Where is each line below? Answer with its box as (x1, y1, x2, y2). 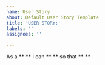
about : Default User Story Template (6, 14, 99, 20)
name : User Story (6, 8, 50, 15)
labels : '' (6, 25, 34, 32)
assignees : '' (6, 31, 42, 37)
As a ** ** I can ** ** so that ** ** (6, 53, 91, 60)
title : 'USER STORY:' (6, 20, 61, 26)
